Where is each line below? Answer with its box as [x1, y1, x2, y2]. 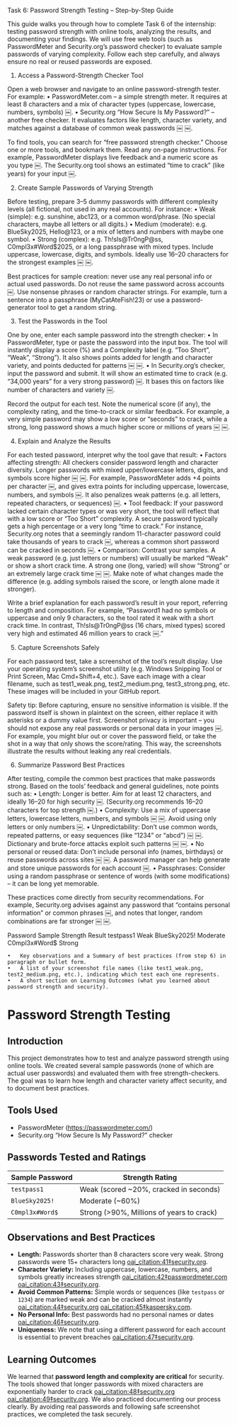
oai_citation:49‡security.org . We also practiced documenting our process [7, 1395, 221, 1404]
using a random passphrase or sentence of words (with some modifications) [7, 872, 230, 880]
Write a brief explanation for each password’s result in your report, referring [7, 599, 228, 607]
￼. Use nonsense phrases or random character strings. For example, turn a [7, 288, 228, 296]
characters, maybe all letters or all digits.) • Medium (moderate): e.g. [7, 220, 207, 228]
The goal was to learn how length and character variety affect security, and [7, 1076, 227, 1085]
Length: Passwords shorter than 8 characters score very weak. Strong [17, 1250, 224, 1258]
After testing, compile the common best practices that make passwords [7, 775, 216, 782]
